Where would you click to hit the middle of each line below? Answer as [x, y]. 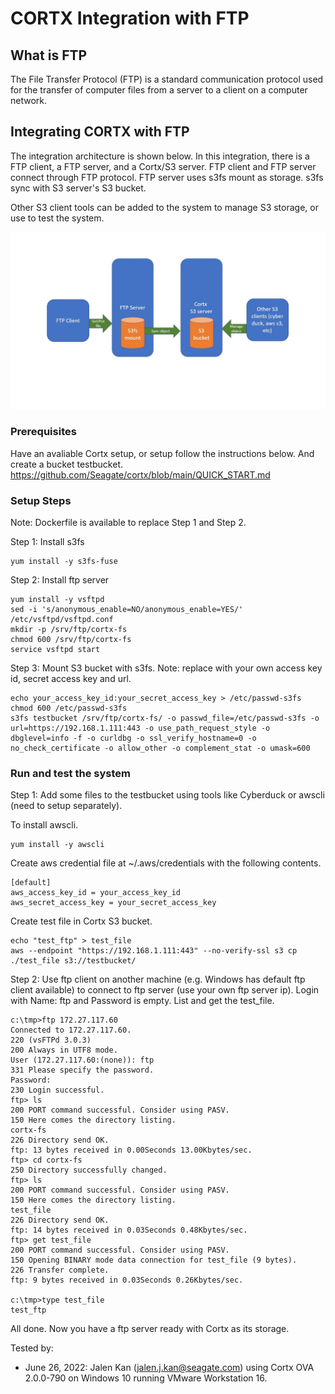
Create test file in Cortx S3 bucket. [81, 921]
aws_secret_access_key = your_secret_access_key [113, 903]
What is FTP [49, 55]
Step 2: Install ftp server [60, 579]
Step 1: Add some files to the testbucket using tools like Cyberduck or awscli [167, 795]
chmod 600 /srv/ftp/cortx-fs [71, 639]
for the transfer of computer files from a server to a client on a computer [159, 90]
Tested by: [32, 1348]
